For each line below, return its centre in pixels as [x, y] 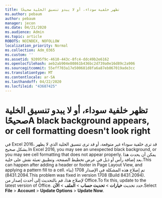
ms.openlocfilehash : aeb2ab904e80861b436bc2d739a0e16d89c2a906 [70, 64]
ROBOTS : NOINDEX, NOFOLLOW [32, 41]
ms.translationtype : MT [29, 73]
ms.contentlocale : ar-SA [30, 77]
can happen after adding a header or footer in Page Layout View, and [74, 165]
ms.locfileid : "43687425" [31, 86]
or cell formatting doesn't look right [78, 131]
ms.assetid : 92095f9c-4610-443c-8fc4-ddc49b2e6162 [57, 59]
